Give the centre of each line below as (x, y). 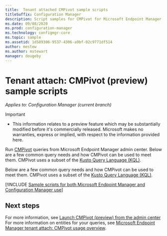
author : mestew (21, 47)
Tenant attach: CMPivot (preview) (77, 80)
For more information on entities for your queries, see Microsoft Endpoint (80, 223)
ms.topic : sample (23, 38)
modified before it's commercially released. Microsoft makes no (78, 129)
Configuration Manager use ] (34, 190)
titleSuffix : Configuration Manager (43, 14)
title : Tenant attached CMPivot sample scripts (57, 10)
